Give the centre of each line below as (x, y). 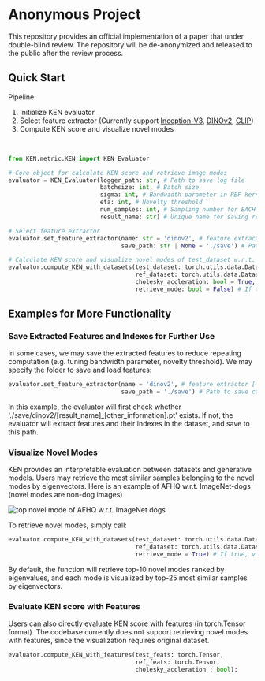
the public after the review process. (66, 53)
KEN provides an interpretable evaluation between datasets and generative (130, 470)
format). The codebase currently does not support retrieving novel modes (128, 632)
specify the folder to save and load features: (80, 370)
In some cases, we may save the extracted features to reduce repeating (125, 353)
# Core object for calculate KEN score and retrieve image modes (118, 173)
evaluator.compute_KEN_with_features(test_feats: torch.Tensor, (116, 655)
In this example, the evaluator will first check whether (95, 407)
